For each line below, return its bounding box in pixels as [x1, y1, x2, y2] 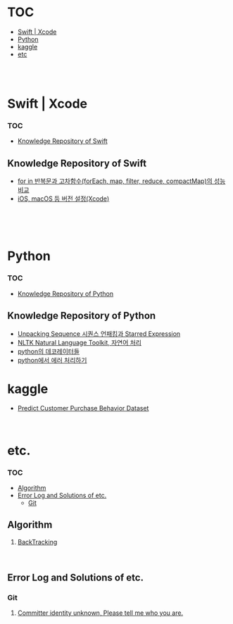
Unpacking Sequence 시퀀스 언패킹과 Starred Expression [17, 329, 181, 338]
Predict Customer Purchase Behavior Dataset [17, 404, 149, 413]
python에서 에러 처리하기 [17, 356, 87, 364]
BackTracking [17, 537, 58, 546]
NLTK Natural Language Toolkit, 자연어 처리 [17, 338, 142, 347]
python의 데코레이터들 [17, 347, 80, 356]
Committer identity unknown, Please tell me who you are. [17, 609, 184, 617]
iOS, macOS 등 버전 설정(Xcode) [17, 194, 110, 203]
